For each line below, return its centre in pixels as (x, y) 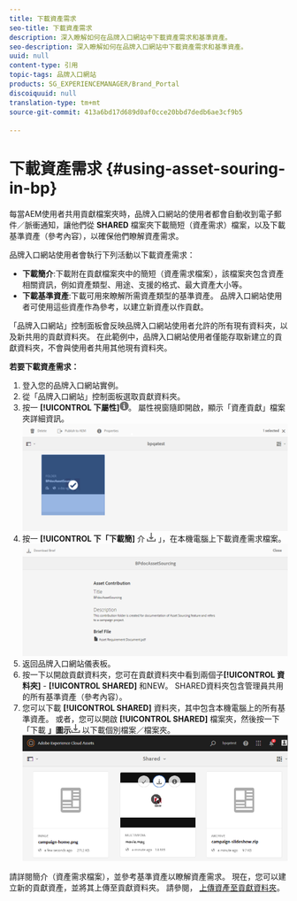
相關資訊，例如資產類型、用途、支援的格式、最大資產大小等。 (134, 285)
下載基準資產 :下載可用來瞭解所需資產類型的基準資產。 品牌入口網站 (144, 296)
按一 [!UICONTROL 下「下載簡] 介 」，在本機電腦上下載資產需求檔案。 (154, 538)
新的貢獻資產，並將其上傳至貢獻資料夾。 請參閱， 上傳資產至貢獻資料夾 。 (150, 887)
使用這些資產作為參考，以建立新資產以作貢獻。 (123, 307)
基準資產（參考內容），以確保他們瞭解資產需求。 (96, 236)
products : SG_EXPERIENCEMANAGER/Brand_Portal (94, 84)
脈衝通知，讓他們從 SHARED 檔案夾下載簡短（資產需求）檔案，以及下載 (155, 225)
